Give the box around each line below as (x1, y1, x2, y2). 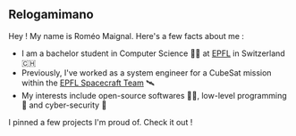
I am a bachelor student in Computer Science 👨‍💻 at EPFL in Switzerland (21, 48, 285, 59)
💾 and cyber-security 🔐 (21, 100, 107, 110)
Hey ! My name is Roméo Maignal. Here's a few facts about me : (8, 30, 245, 41)
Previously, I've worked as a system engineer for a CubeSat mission (21, 67, 272, 78)
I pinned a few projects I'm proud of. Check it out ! (8, 116, 193, 127)
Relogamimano (8, 7, 95, 22)
